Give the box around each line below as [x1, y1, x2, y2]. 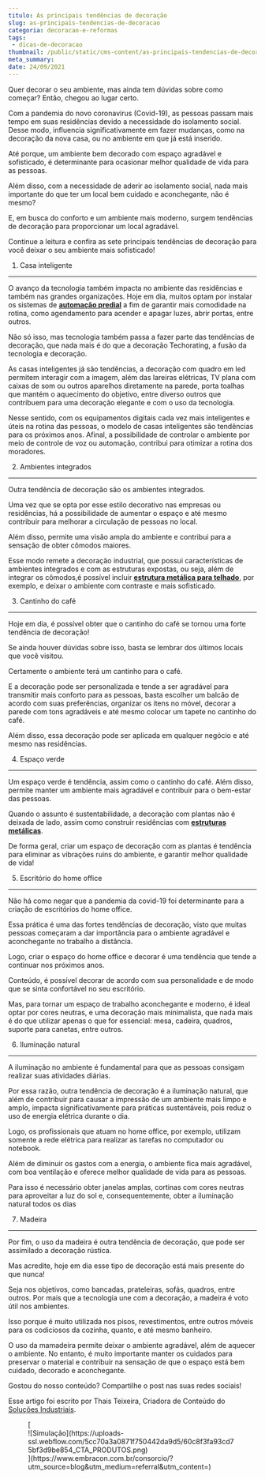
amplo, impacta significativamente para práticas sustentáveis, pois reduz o [8, 1103, 252, 1112]
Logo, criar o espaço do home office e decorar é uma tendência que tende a [8, 951, 256, 961]
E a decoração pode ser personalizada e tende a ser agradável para [8, 681, 229, 691]
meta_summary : [8, 56, 55, 64]
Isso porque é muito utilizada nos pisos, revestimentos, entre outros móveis [8, 1316, 254, 1326]
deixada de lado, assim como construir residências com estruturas [8, 817, 227, 826]
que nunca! [8, 1269, 45, 1278]
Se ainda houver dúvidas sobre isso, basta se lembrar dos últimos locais [8, 642, 244, 652]
